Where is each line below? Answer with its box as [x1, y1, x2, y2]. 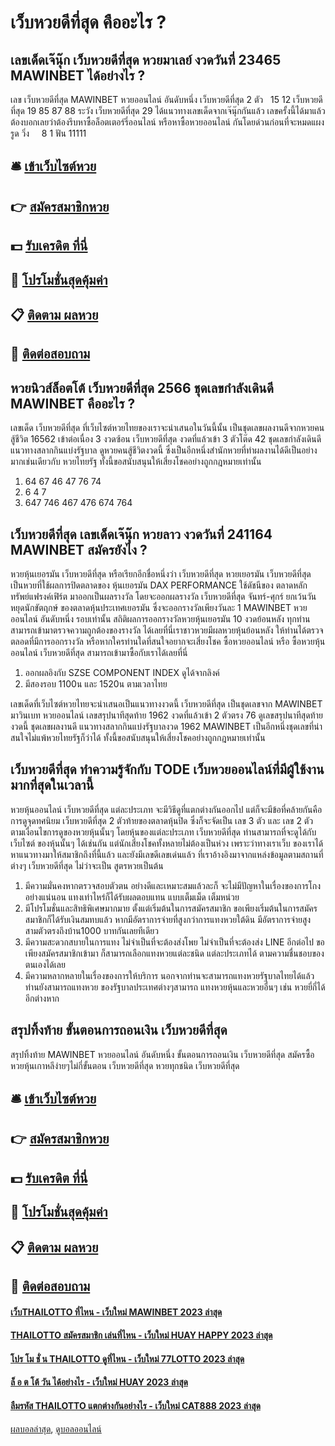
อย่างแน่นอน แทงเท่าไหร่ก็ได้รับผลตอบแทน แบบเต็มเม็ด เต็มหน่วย [24, 891, 240, 903]
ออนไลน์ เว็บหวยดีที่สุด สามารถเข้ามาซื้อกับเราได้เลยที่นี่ [10, 646, 188, 658]
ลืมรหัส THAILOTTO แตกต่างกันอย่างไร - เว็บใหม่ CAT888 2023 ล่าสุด [10, 1399, 261, 1411]
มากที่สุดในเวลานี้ [10, 777, 95, 794]
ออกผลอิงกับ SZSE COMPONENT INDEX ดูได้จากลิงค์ [24, 666, 220, 678]
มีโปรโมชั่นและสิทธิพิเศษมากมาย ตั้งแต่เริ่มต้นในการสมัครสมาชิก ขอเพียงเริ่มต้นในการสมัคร [24, 902, 318, 914]
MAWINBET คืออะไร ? [10, 395, 136, 412]
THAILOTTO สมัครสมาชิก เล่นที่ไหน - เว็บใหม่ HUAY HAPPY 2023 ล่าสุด [10, 1329, 273, 1341]
